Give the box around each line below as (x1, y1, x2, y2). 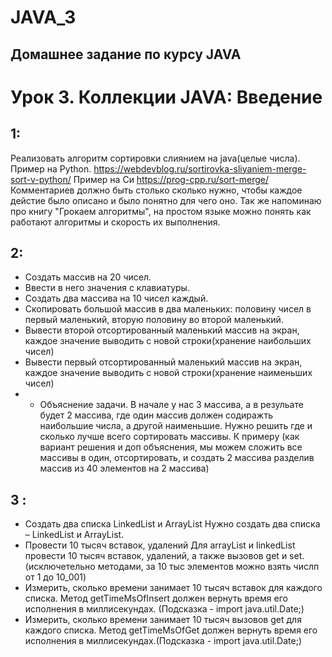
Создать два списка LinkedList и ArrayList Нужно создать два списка (24, 518, 321, 530)
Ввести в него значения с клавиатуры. (24, 282, 190, 294)
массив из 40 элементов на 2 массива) (39, 462, 210, 475)
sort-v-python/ (10, 173, 72, 185)
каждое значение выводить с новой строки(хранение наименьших (24, 367, 313, 379)
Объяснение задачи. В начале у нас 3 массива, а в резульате (39, 399, 304, 411)
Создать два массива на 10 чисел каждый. (24, 292, 209, 305)
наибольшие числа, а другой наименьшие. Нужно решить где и (39, 420, 313, 432)
